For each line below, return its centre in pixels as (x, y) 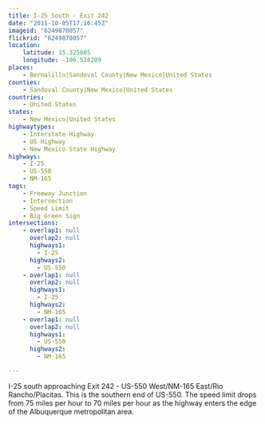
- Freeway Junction (55, 193)
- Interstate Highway (58, 134)
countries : (26, 97)
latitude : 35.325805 (57, 53)
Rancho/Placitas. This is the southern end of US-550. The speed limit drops (132, 395)
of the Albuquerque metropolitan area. (71, 411)
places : (21, 68)
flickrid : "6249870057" (48, 38)
